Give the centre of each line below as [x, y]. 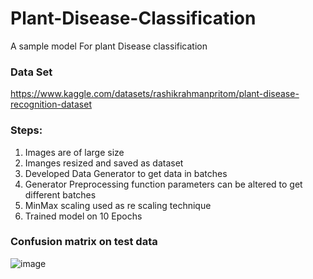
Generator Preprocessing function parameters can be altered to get [163, 184]
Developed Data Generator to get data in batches [126, 173]
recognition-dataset [51, 104]
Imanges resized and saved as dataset [104, 163]
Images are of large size [74, 152]
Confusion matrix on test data [84, 242]
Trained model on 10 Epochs [83, 216]
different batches [60, 194]
